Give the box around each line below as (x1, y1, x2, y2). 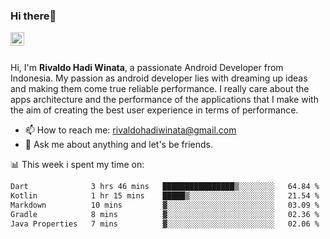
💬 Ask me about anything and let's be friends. (24, 139, 214, 151)
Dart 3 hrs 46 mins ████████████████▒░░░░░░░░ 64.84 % (10, 182, 320, 192)
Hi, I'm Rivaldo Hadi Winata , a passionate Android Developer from (10, 62, 284, 74)
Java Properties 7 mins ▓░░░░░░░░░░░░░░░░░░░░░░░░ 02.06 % (10, 219, 320, 229)
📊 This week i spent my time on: (10, 159, 145, 171)
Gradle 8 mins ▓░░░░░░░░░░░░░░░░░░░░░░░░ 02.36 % (10, 209, 320, 219)
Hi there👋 (10, 9, 57, 23)
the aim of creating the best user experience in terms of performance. (10, 104, 299, 116)
